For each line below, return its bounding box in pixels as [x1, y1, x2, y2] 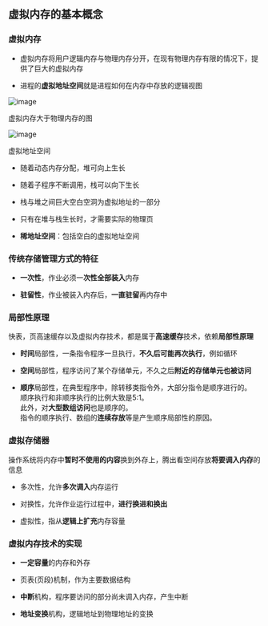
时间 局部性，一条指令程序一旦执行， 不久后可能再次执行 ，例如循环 [19, 348, 238, 359]
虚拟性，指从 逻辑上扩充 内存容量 [19, 516, 126, 526]
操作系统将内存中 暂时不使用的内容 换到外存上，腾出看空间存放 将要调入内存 [8, 454, 254, 464]
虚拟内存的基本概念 [8, 7, 103, 22]
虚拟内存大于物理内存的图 [8, 113, 93, 123]
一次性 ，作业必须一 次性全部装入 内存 [19, 272, 140, 283]
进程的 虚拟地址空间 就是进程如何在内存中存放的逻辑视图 [19, 80, 202, 90]
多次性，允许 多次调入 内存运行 [19, 482, 118, 491]
